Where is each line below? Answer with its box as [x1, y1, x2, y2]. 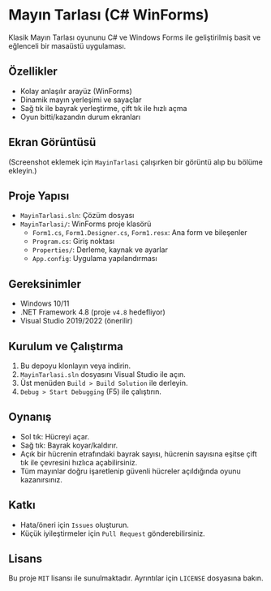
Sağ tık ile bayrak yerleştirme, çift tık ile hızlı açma [19, 103, 187, 113]
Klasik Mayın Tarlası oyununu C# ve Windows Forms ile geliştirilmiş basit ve [8, 32, 261, 42]
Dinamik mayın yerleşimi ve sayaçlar [19, 95, 142, 105]
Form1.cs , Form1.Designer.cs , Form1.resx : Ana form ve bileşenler [32, 228, 247, 238]
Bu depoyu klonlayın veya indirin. [19, 361, 131, 370]
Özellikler [8, 65, 58, 79]
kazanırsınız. [19, 474, 63, 484]
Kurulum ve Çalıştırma [8, 339, 124, 353]
